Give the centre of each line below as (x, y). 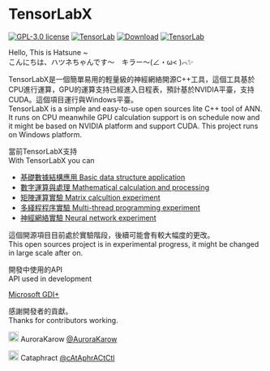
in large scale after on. (46, 252)
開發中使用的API (36, 270)
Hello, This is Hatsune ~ (48, 52)
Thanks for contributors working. (64, 320)
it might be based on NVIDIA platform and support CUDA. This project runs (133, 126)
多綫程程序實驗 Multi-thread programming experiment (110, 207)
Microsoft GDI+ (34, 294)
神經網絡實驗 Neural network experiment (88, 218)
